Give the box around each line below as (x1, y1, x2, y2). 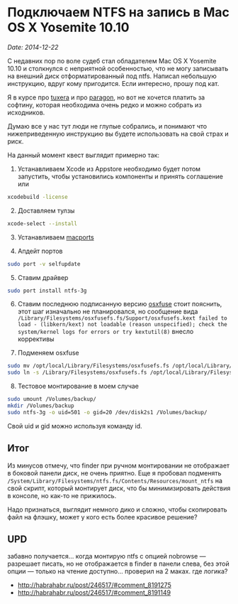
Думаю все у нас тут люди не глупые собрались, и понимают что (7, 122, 208, 130)
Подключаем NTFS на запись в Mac (7, 4, 230, 21)
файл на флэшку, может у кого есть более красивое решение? (7, 512, 198, 521)
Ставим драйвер (17, 273, 69, 281)
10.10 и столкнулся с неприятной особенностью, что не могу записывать (7, 64, 229, 72)
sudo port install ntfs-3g (7, 287, 87, 294)
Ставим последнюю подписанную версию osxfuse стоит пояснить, (17, 300, 222, 308)
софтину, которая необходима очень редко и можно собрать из (7, 100, 202, 109)
